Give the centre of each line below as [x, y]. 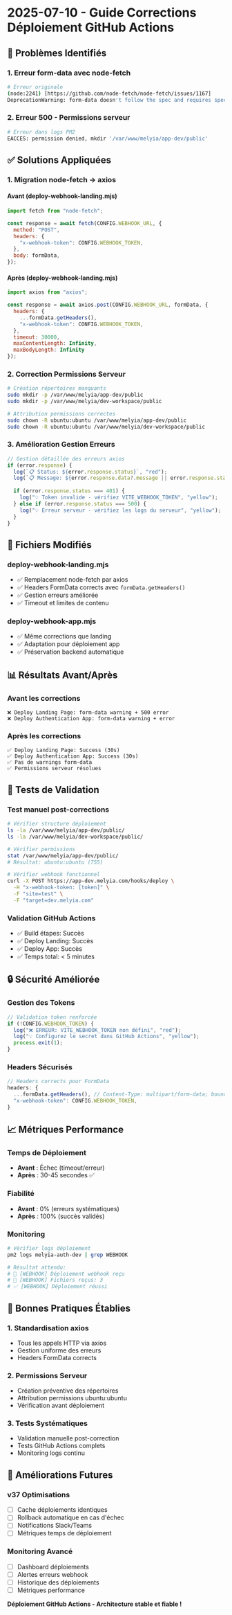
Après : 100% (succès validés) [61, 1216]
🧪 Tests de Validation [54, 790]
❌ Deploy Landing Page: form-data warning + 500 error [88, 713]
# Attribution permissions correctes [61, 413]
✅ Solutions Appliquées [59, 160]
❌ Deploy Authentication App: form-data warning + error [91, 719]
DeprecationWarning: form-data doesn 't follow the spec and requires [109, 100]
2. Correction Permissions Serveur [67, 374]
